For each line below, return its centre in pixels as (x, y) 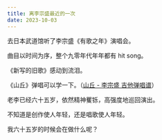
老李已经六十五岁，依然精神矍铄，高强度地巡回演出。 (83, 99)
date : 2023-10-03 (32, 20)
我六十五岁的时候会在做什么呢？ (53, 129)
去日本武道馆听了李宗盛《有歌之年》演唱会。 (71, 41)
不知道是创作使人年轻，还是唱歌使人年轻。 (68, 114)
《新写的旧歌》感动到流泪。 (47, 70)
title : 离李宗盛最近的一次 (42, 14)
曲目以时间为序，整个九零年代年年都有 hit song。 (77, 55)
